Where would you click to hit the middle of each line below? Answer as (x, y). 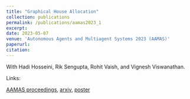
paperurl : (18, 45)
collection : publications (38, 17)
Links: (13, 78)
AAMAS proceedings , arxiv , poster (48, 90)
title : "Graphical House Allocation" (53, 11)
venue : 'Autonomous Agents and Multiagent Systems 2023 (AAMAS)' (88, 39)
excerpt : (17, 28)
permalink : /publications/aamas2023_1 (54, 22)
